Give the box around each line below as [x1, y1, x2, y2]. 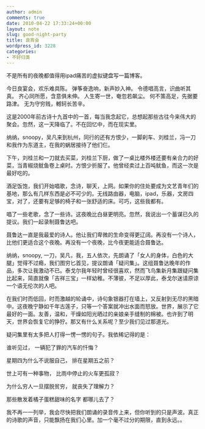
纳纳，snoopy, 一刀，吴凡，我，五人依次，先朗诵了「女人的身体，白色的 [6, 251, 188, 259]
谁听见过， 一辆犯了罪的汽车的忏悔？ [6, 344, 99, 351]
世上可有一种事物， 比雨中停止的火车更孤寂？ [6, 369, 120, 377]
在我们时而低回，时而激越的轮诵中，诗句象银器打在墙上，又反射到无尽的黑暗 [6, 295, 199, 302]
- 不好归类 [6, 54, 31, 60]
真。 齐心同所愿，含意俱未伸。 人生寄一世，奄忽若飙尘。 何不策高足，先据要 [6, 92, 198, 99]
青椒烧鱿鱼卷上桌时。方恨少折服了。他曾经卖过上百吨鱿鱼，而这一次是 [22, 161, 199, 169]
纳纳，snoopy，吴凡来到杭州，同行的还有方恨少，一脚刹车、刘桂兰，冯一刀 [6, 133, 196, 141]
